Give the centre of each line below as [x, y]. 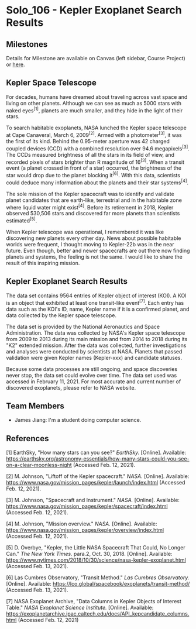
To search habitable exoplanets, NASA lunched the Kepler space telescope [97, 128]
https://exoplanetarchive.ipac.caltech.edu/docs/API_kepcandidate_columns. [98, 614]
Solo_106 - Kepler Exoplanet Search [94, 10]
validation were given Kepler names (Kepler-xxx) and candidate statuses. [94, 358]
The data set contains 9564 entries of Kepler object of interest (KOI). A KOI [96, 295]
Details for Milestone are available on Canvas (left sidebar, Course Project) [96, 58]
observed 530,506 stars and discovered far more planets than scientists [93, 214]
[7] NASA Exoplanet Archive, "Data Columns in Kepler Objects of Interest [94, 601]
